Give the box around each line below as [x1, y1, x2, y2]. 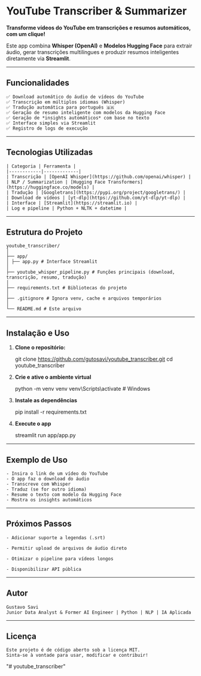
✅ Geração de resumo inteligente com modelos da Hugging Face [6, 109, 166, 115]
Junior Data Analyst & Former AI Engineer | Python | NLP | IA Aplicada [6, 609, 191, 615]
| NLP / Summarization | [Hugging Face [6, 179, 106, 185]
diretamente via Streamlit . [6, 55, 71, 62]
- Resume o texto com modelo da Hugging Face [6, 492, 121, 498]
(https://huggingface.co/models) [6, 184, 90, 190]
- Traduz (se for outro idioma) [6, 486, 87, 492]
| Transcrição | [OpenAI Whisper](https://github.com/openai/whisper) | [6, 174, 191, 180]
